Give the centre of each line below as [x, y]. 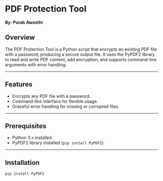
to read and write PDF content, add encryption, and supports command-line [81, 60]
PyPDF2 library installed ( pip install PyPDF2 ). [58, 143]
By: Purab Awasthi [24, 22]
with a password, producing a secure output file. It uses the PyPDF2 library [80, 54]
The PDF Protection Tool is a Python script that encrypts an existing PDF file [81, 49]
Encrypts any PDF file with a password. [51, 96]
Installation [22, 162]
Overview [20, 38]
